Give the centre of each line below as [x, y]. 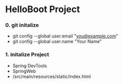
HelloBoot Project [43, 9]
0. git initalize [22, 25]
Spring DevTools [29, 66]
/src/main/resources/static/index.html [52, 76]
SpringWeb [24, 71]
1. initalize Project [27, 55]
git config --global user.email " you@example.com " [65, 36]
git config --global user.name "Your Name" [57, 41]
